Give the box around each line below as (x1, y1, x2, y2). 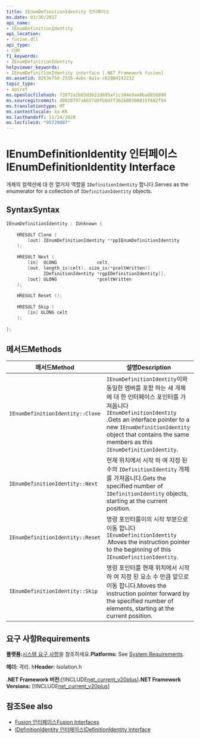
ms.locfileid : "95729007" (6, 120, 70, 126)
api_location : (6, 31, 42, 37)
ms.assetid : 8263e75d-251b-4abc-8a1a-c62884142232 (6, 75, 135, 81)
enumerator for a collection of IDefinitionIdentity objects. (6, 187, 153, 195)
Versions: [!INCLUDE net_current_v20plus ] (6, 683, 110, 689)
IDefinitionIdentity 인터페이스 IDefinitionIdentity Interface (14, 726, 151, 733)
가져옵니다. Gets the (113, 474, 167, 482)
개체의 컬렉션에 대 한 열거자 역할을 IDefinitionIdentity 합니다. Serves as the (6, 181, 189, 188)
